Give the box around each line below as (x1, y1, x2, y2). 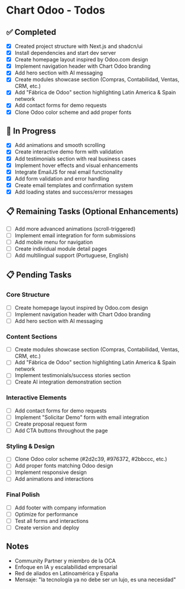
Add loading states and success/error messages (14, 188, 133, 195)
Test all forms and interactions (14, 517, 89, 524)
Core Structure (6, 290, 50, 299)
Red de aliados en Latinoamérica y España (14, 570, 118, 577)
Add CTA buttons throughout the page (14, 427, 108, 434)
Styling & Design (6, 442, 55, 450)
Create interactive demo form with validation (14, 148, 124, 155)
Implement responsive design (14, 469, 87, 476)
